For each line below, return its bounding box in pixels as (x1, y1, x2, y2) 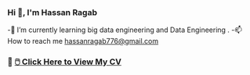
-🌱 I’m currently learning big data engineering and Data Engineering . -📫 (7, 25, 242, 34)
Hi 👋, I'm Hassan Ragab (7, 7, 97, 18)
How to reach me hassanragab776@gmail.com (7, 37, 158, 46)
